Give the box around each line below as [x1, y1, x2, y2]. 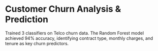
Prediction [5, 14, 48, 25]
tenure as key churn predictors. [5, 40, 69, 46]
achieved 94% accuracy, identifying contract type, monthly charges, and [5, 35, 154, 41]
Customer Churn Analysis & [5, 3, 122, 15]
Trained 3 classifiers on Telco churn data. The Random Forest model [5, 30, 144, 36]
